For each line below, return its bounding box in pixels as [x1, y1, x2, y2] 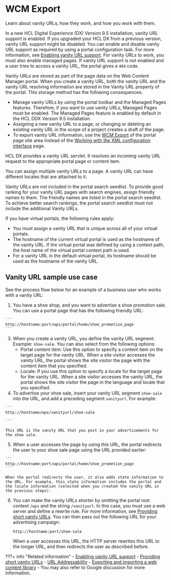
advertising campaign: [12, 519, 60, 525]
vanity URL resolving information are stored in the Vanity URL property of [5, 83, 160, 90]
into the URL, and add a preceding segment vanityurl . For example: [12, 395, 157, 401]
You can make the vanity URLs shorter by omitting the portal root [12, 497, 150, 503]
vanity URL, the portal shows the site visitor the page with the [20, 357, 150, 363]
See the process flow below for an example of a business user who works [5, 286, 161, 293]
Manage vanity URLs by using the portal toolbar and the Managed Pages [12, 99, 166, 105]
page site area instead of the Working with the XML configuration [12, 137, 151, 143]
